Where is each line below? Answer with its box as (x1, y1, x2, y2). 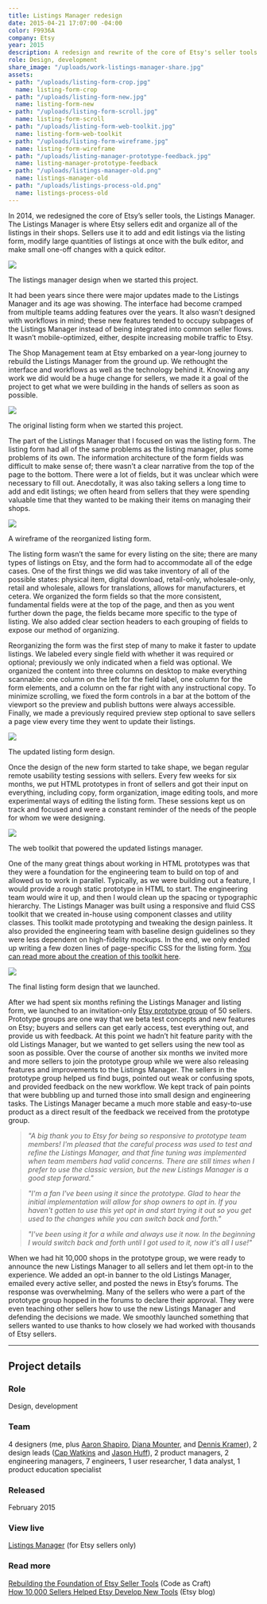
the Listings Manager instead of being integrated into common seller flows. (8, 324, 254, 334)
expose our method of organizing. (8, 625, 120, 634)
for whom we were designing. (8, 812, 106, 823)
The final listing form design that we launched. (8, 982, 161, 991)
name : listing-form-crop (15, 85, 98, 94)
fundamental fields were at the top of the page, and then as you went (8, 599, 235, 609)
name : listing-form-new (15, 100, 94, 108)
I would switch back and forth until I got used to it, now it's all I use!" (27, 1238, 253, 1247)
